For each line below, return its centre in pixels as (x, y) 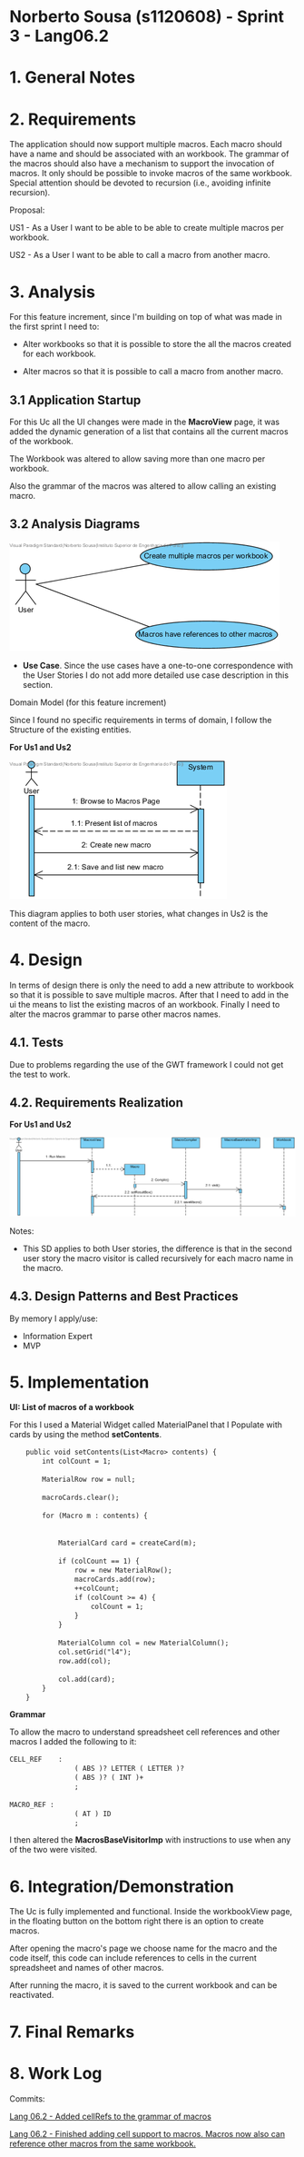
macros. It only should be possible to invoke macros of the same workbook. (151, 174)
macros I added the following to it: (73, 1742)
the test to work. (40, 1074)
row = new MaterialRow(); (123, 1571)
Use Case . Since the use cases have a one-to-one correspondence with (157, 665)
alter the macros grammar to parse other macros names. (115, 1014)
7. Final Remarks (72, 2032)
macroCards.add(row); (115, 1580)
